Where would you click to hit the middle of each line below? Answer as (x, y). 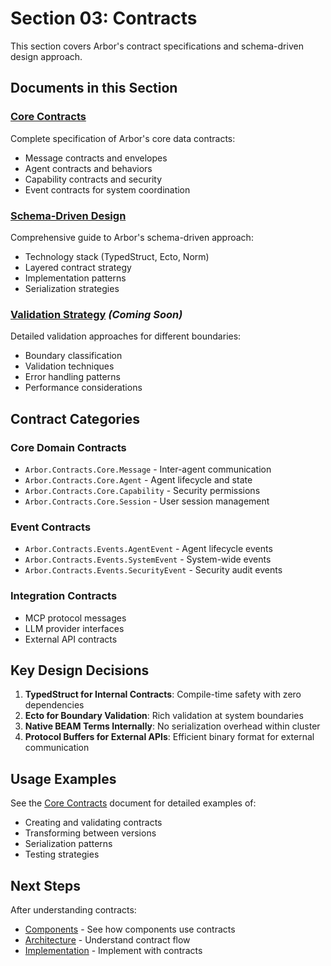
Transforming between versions (90, 833)
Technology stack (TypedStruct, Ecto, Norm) (117, 256)
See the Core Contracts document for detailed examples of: (133, 803)
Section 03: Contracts (104, 18)
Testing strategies (62, 854)
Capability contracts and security (93, 179)
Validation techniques (69, 366)
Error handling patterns (72, 377)
